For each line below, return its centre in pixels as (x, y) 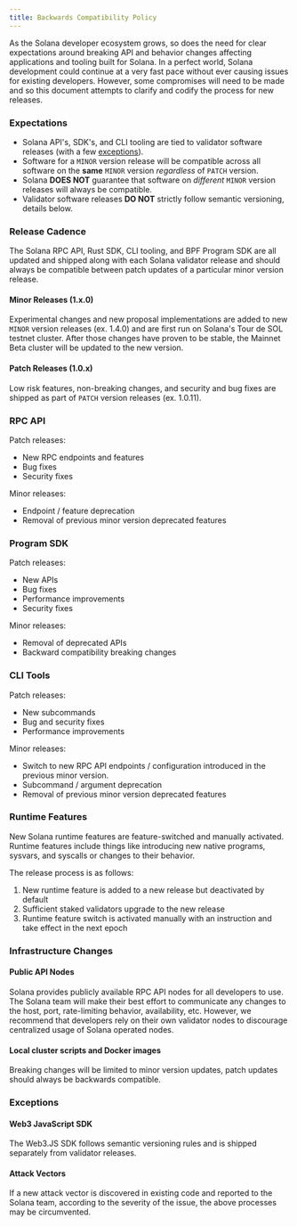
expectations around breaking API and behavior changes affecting (130, 52)
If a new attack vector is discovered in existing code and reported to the (141, 1193)
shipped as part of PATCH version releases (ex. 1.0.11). (105, 397)
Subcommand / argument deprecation (92, 784)
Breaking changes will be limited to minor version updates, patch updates (144, 1070)
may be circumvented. (50, 1212)
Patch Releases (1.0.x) (51, 368)
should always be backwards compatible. (85, 1080)
